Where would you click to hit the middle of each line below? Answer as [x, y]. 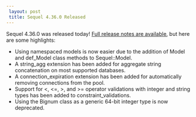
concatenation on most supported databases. [70, 70]
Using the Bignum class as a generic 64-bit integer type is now [91, 101]
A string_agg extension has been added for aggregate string [88, 64]
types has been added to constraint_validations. [73, 95]
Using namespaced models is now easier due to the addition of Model [100, 51]
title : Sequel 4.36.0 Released [47, 17]
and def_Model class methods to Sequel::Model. [73, 58]
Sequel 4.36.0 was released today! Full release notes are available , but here [98, 34]
